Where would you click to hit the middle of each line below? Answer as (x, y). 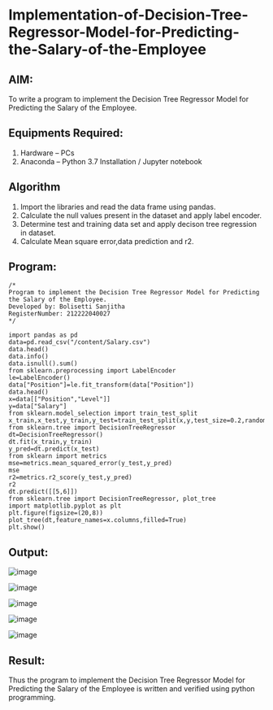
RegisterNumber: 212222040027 (60, 314)
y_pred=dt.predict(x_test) (54, 449)
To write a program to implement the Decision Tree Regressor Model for (129, 99)
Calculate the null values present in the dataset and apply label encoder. (141, 215)
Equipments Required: (66, 133)
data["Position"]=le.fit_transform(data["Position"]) (102, 385)
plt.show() (27, 527)
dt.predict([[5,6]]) (43, 492)
